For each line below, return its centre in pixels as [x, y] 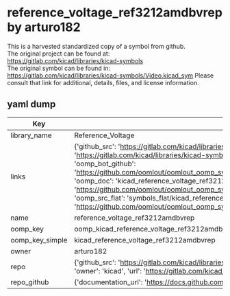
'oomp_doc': [94, 181]
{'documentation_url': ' [111, 282]
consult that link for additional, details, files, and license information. [103, 82]
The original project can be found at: [59, 54]
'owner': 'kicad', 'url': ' [110, 271]
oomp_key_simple [39, 240]
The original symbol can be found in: [59, 68]
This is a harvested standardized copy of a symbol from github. [97, 46]
